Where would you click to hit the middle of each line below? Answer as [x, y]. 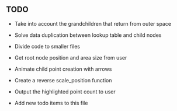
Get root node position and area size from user [71, 57]
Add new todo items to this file [51, 103]
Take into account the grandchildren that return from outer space [93, 23]
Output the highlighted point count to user [65, 91]
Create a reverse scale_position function [63, 80]
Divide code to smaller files [47, 46]
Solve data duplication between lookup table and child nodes [88, 35]
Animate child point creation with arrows [63, 69]
